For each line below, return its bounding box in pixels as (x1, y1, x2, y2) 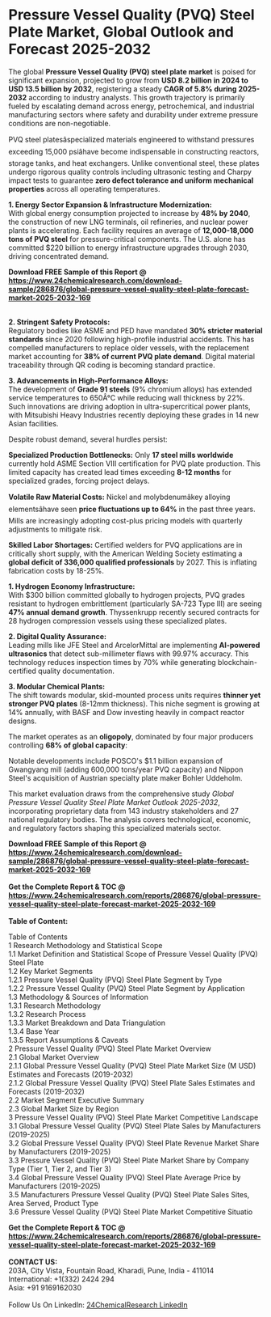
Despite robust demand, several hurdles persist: (8, 434, 168, 444)
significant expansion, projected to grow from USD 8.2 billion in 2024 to (8, 75, 248, 85)
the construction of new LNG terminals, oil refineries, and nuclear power (8, 217, 248, 227)
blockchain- (217, 657, 258, 667)
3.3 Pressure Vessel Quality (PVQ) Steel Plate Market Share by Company (8, 1155, 250, 1165)
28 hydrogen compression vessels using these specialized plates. (8, 616, 227, 625)
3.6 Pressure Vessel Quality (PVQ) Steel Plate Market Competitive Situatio (8, 1207, 253, 1217)
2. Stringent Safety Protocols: (8, 317, 110, 327)
